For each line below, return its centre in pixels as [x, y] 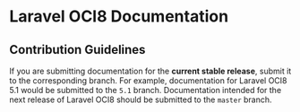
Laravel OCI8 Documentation [119, 17]
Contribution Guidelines [77, 50]
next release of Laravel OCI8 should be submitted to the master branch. [141, 99]
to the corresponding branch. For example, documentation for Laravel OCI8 [148, 81]
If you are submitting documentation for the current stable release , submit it [150, 71]
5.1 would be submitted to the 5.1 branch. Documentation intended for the [146, 90]
